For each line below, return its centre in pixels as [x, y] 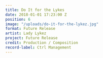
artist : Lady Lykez [26, 33]
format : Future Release [30, 29]
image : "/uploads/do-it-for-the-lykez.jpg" [52, 24]
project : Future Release [31, 38]
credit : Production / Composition [42, 43]
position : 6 [18, 19]
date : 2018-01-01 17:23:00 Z [36, 15]
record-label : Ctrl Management [38, 47]
